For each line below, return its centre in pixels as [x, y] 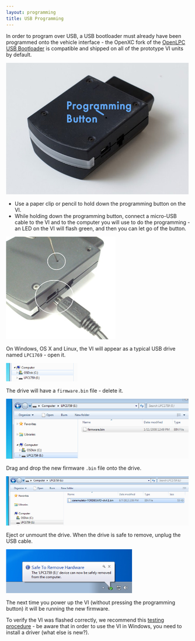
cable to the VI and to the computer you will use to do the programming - [102, 222]
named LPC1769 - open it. [36, 355]
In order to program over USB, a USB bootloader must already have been [94, 36]
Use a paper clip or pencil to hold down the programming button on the [100, 203]
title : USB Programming [35, 18]
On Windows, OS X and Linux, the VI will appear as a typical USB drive [91, 348]
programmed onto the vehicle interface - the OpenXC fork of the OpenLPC [96, 42]
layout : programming [31, 12]
